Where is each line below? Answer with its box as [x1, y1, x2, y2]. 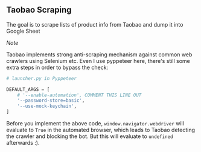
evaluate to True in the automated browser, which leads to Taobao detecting [6, 127, 195, 134]
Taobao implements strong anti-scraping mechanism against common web [6, 51, 193, 58]
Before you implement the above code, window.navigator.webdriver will [6, 120, 184, 127]
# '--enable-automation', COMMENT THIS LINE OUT [17, 92, 142, 98]
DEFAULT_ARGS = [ [6, 86, 50, 93]
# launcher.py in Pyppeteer [6, 75, 77, 81]
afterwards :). [6, 139, 40, 147]
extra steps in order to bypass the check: [6, 64, 109, 71]
